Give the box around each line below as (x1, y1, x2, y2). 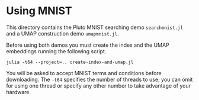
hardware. (6, 88, 31, 95)
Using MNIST (6, 4, 72, 18)
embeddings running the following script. (6, 47, 107, 54)
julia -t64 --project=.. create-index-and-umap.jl (6, 59, 134, 65)
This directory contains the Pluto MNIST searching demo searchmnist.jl (6, 24, 184, 31)
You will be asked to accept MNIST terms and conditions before (6, 69, 162, 76)
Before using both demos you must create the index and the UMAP (6, 41, 170, 49)
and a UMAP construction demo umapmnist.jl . (6, 30, 120, 37)
